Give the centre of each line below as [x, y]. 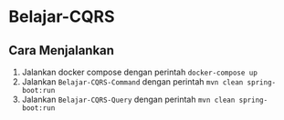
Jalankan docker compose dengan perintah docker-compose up [139, 72]
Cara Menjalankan [62, 50]
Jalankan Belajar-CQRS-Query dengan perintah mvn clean [128, 99]
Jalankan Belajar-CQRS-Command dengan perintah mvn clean [132, 82]
